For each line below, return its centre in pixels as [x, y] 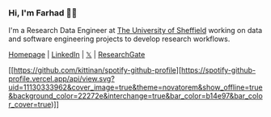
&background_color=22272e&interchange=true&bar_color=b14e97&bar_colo [135, 96]
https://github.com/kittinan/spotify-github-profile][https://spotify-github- [135, 70]
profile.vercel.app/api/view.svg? [61, 79]
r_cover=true [30, 105]
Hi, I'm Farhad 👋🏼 [43, 13]
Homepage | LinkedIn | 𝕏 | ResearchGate [77, 55]
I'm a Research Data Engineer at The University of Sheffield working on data [135, 31]
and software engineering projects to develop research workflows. [119, 39]
